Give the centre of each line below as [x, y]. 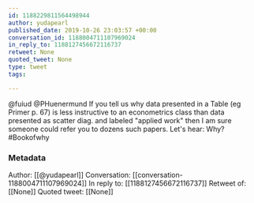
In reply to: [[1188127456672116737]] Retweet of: [168, 183]
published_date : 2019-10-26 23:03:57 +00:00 [82, 30]
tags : [17, 74]
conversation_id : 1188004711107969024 [72, 38]
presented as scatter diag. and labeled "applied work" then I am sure [120, 120]
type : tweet [28, 67]
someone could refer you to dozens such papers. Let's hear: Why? [116, 129]
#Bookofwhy [29, 137]
